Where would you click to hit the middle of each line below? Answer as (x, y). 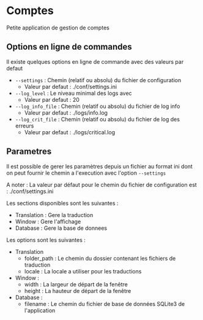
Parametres (29, 152)
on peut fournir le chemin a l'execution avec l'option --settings (86, 173)
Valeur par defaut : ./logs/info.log (66, 112)
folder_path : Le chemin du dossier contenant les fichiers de (100, 258)
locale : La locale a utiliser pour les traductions (83, 271)
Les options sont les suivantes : (46, 240)
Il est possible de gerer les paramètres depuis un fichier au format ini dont (99, 166)
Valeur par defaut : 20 (52, 99)
